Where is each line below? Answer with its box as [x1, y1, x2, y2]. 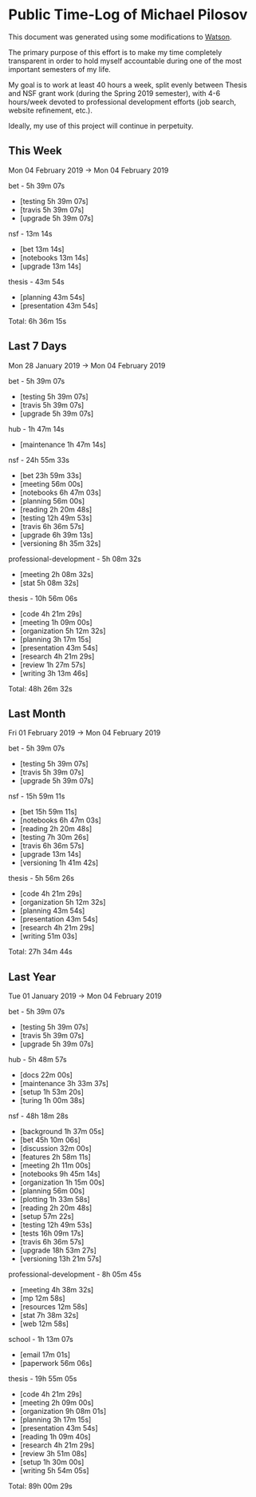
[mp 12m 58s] [19, 1293, 65, 1304]
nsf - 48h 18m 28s [8, 1111, 69, 1121]
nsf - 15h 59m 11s [8, 791, 65, 801]
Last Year [8, 969, 57, 984]
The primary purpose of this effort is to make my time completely [8, 47, 223, 57]
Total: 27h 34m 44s [8, 947, 73, 957]
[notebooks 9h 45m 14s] [19, 1169, 101, 1179]
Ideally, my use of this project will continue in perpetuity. [8, 121, 194, 130]
